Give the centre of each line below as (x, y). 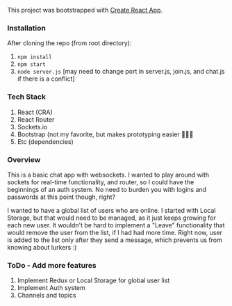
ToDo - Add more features (52, 265)
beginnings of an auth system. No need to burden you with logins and (107, 189)
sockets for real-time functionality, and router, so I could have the (101, 182)
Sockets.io (32, 127)
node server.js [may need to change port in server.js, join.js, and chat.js (121, 72)
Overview (24, 159)
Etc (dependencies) (45, 141)
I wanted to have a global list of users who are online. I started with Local (111, 210)
